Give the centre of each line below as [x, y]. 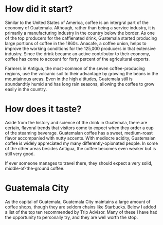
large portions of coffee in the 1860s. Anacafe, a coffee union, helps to [76, 43]
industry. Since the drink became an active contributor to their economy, [78, 54]
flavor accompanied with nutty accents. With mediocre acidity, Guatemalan [80, 138]
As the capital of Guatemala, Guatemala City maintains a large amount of [78, 202]
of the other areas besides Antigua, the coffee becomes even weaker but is [81, 148]
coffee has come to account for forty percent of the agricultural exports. [77, 59]
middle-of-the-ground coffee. [35, 168]
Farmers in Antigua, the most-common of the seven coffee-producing [75, 68]
